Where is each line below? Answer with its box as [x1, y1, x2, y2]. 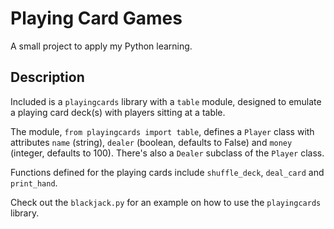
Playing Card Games [10, 7, 183, 30]
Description [10, 69, 85, 86]
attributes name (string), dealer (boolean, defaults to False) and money [10, 136, 293, 148]
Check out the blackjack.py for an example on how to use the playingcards [10, 196, 322, 208]
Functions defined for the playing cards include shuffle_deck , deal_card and [10, 166, 325, 178]
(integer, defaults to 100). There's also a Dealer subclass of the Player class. [10, 147, 325, 159]
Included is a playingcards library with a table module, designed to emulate [10, 95, 322, 107]
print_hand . [10, 177, 58, 189]
